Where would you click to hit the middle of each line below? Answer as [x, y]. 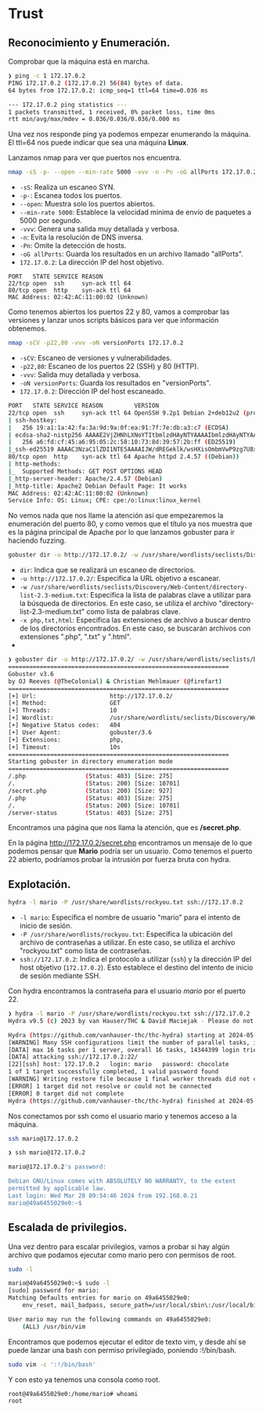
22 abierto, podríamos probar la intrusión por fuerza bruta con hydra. [119, 860]
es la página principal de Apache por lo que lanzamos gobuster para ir [121, 532]
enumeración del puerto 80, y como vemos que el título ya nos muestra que [130, 524]
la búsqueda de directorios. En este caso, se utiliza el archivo [118, 603]
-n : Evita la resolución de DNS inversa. [81, 237]
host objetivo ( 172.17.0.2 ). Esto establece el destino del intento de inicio [136, 967]
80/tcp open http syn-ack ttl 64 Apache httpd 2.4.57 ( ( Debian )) [124, 457]
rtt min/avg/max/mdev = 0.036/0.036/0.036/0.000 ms [94, 119]
